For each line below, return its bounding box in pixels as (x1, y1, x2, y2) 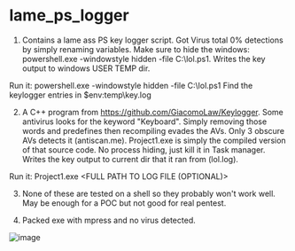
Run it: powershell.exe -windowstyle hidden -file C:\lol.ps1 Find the (9, 80, 253, 90)
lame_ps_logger (9, 5, 130, 26)
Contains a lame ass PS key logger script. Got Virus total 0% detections (21, 35, 283, 45)
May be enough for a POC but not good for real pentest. (21, 197, 227, 208)
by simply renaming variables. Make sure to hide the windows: (21, 43, 250, 54)
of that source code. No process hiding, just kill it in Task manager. (21, 144, 266, 155)
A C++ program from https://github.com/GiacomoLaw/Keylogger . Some (21, 106, 283, 117)
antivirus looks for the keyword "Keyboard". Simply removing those (21, 116, 268, 127)
